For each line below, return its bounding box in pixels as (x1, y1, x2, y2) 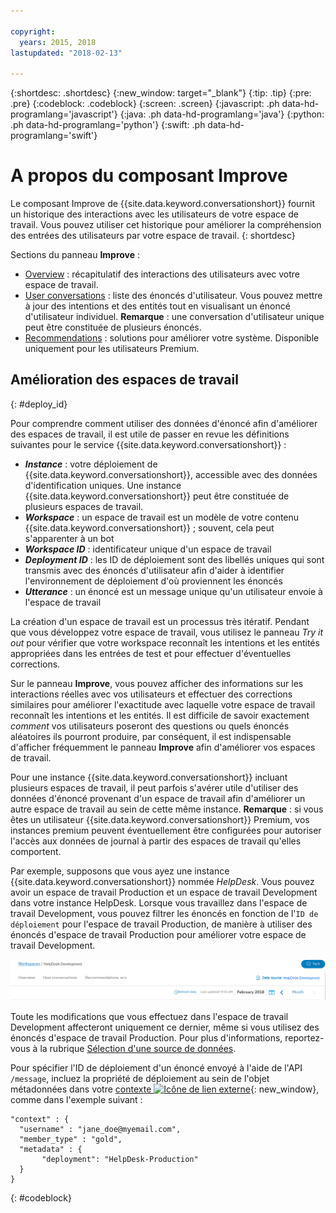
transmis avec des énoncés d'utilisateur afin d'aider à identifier (24, 564, 285, 576)
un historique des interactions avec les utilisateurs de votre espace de (10, 208, 299, 220)
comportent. (10, 845, 62, 857)
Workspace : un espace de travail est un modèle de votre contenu (24, 511, 300, 523)
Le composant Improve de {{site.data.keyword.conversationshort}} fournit (10, 198, 316, 210)
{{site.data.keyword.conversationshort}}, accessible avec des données (24, 468, 318, 480)
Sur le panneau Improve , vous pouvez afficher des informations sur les (10, 677, 304, 689)
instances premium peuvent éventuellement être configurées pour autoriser (10, 824, 322, 836)
